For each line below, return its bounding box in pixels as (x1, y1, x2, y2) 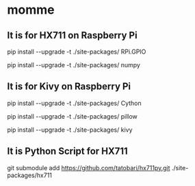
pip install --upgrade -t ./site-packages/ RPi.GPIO (7, 47, 146, 56)
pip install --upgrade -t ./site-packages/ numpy (7, 61, 140, 69)
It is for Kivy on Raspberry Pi (7, 81, 131, 93)
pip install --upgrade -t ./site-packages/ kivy (7, 126, 133, 134)
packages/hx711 (7, 171, 53, 179)
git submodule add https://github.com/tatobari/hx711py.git (7, 163, 170, 172)
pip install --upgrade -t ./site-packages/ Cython (7, 99, 142, 107)
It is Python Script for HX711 (7, 146, 128, 157)
